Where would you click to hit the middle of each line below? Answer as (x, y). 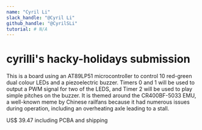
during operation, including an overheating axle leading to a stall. (88, 109)
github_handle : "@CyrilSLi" (42, 23)
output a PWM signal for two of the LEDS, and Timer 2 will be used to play (99, 89)
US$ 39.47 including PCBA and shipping (57, 120)
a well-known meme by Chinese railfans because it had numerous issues (98, 102)
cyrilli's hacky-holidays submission (98, 59)
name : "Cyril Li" (28, 12)
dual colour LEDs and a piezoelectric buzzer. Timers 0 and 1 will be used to (101, 82)
